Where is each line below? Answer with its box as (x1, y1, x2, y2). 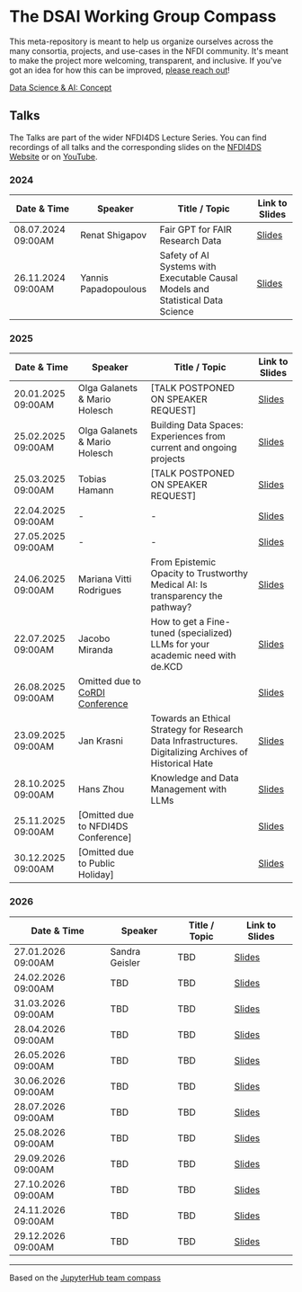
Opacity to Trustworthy (150, 567, 249, 580)
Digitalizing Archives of (150, 746, 249, 759)
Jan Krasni (77, 735, 124, 747)
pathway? (150, 601, 192, 613)
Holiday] (77, 869, 114, 881)
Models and (159, 283, 209, 296)
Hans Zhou (77, 783, 125, 796)
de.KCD (150, 661, 183, 673)
